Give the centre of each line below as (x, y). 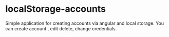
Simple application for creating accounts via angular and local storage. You (85, 23)
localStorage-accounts (56, 9)
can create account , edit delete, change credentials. (61, 28)
